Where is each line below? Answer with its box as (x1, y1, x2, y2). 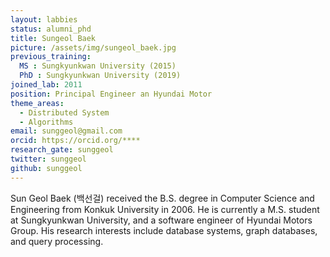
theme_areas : (10, 98, 65, 108)
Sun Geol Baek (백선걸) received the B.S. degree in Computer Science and (10, 192, 315, 204)
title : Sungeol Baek (10, 33, 97, 43)
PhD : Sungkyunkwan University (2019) (19, 71, 182, 81)
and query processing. (10, 235, 104, 247)
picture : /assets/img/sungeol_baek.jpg (10, 42, 177, 53)
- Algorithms (19, 117, 74, 127)
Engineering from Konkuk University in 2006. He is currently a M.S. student (10, 203, 320, 215)
